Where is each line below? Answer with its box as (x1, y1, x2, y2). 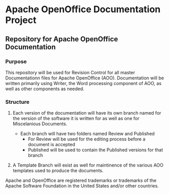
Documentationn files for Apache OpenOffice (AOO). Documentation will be (5, 75, 164, 81)
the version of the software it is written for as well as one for (12, 116, 139, 122)
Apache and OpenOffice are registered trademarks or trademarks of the (5, 177, 157, 184)
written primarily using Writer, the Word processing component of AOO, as (5, 80, 162, 86)
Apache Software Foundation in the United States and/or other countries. (5, 183, 159, 189)
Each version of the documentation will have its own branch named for (12, 110, 162, 116)
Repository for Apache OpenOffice (5, 35, 118, 43)
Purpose (5, 58, 27, 65)
